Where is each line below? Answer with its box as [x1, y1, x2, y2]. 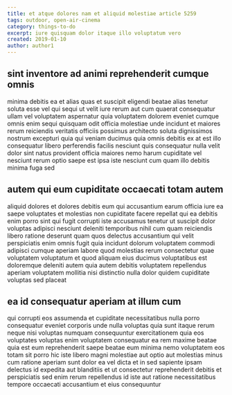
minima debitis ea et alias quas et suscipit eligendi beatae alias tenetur [7, 97, 208, 105]
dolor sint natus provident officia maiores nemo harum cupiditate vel [7, 148, 202, 157]
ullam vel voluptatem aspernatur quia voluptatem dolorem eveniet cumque [7, 112, 220, 120]
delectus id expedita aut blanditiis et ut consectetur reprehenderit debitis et [7, 365, 222, 374]
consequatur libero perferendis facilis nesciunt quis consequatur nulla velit [7, 141, 220, 150]
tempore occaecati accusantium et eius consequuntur [7, 380, 161, 389]
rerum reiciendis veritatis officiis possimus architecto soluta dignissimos [7, 126, 213, 135]
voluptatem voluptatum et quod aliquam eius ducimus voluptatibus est [7, 254, 208, 262]
